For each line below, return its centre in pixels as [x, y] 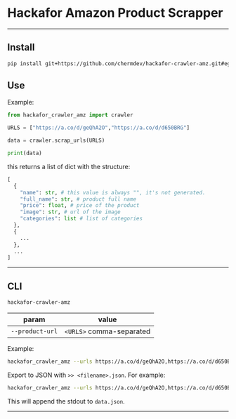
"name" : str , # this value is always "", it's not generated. [113, 192]
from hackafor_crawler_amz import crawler [70, 115]
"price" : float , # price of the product [80, 206]
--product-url [34, 331]
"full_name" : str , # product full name [78, 199]
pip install [25, 64]
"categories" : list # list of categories [81, 219]
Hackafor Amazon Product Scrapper [115, 13]
